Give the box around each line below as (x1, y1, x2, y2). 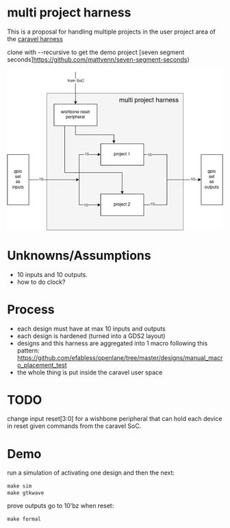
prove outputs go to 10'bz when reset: (7, 502, 114, 510)
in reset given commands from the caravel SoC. (7, 422, 142, 430)
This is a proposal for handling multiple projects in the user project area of (7, 27, 216, 36)
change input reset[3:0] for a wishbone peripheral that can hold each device (7, 415, 222, 423)
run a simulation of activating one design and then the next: (7, 468, 175, 477)
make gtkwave (7, 490, 44, 496)
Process (7, 302, 55, 317)
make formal (7, 516, 41, 523)
